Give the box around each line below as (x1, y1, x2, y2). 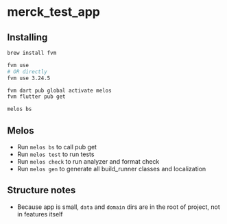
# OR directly (7, 68, 48, 75)
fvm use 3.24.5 (7, 75, 51, 82)
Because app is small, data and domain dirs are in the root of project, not (16, 203, 221, 211)
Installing (7, 32, 48, 43)
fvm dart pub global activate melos (7, 87, 112, 94)
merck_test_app (7, 4, 101, 20)
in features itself (16, 210, 63, 218)
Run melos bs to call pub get (16, 142, 97, 151)
